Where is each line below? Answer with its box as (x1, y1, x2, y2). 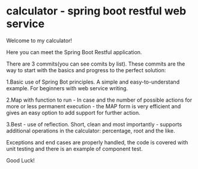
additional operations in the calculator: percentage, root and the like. (6, 127, 175, 134)
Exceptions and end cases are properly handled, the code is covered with (6, 138, 188, 146)
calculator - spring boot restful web (6, 4, 187, 18)
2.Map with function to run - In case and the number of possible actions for (6, 96, 193, 103)
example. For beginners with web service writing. (6, 84, 128, 91)
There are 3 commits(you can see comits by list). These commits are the (6, 60, 185, 67)
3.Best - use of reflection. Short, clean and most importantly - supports (6, 120, 182, 128)
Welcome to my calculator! (6, 37, 73, 44)
